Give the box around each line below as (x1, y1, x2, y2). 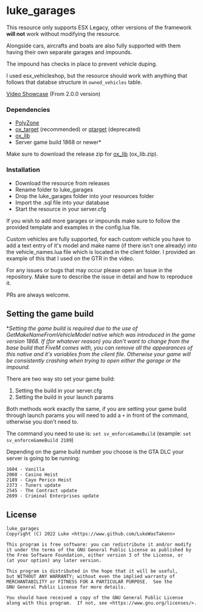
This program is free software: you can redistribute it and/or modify (6, 542, 191, 548)
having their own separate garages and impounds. (6, 48, 132, 55)
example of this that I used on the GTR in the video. (6, 255, 135, 262)
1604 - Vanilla (6, 466, 45, 473)
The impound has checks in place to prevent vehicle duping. (6, 60, 157, 67)
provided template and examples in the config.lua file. (6, 223, 141, 231)
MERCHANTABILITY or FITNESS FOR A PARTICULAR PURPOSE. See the (6, 579, 173, 585)
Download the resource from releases (15, 179, 110, 187)
